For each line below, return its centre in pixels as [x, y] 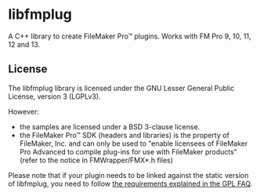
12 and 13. [24, 44]
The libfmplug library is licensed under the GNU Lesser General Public [121, 88]
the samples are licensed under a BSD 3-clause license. [110, 126]
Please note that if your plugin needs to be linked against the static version [128, 175]
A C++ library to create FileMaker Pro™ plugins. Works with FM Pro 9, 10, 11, [130, 36]
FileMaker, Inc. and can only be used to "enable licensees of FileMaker [134, 143]
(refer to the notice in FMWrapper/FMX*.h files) [96, 160]
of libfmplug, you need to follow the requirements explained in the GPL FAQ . [130, 183]
